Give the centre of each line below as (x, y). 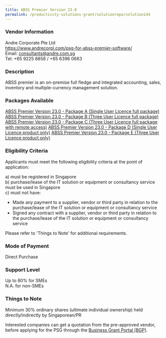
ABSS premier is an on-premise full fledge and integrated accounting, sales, (83, 82)
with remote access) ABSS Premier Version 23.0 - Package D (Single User (81, 127)
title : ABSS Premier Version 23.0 (41, 10)
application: (17, 167)
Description (20, 71)
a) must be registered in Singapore (41, 176)
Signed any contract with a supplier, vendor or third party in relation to (84, 213)
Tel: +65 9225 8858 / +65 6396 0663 (44, 58)
